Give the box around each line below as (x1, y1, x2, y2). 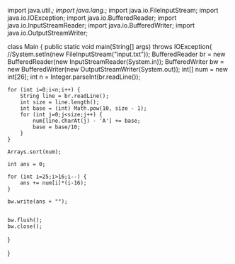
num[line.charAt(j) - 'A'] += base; (33, 117, 141, 124)
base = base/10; (33, 123, 81, 131)
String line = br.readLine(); (20, 92, 110, 99)
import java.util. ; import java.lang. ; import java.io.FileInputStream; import (7, 6, 219, 14)
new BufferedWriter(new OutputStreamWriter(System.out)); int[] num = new (7, 65, 229, 73)
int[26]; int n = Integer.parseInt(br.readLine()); (7, 72, 141, 81)
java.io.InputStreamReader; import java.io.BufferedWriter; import (7, 21, 195, 29)
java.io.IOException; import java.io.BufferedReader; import (7, 13, 177, 22)
